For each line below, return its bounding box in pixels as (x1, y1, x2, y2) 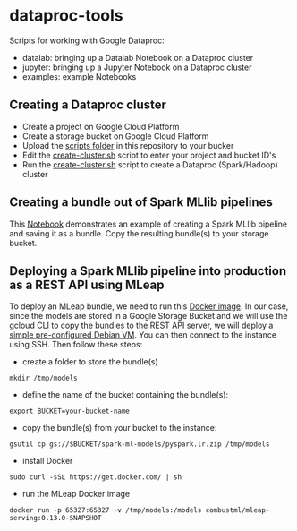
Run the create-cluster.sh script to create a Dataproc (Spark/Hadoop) (21, 158, 279, 170)
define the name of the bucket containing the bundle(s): (21, 390, 229, 400)
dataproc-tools (9, 5, 123, 26)
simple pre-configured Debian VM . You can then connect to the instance (9, 330, 277, 340)
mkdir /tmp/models (9, 373, 78, 383)
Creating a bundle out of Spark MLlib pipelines (9, 194, 273, 210)
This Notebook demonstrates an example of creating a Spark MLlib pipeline (9, 218, 288, 229)
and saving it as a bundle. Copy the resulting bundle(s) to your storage (9, 227, 269, 238)
